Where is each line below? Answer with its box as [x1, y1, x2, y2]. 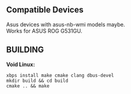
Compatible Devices [6, 5, 84, 15]
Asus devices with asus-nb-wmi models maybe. [6, 20, 125, 28]
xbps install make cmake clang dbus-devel [6, 72, 114, 78]
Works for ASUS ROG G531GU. [6, 27, 82, 34]
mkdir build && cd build [6, 78, 69, 84]
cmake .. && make [6, 83, 50, 89]
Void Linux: [6, 60, 35, 68]
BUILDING [6, 45, 44, 55]
